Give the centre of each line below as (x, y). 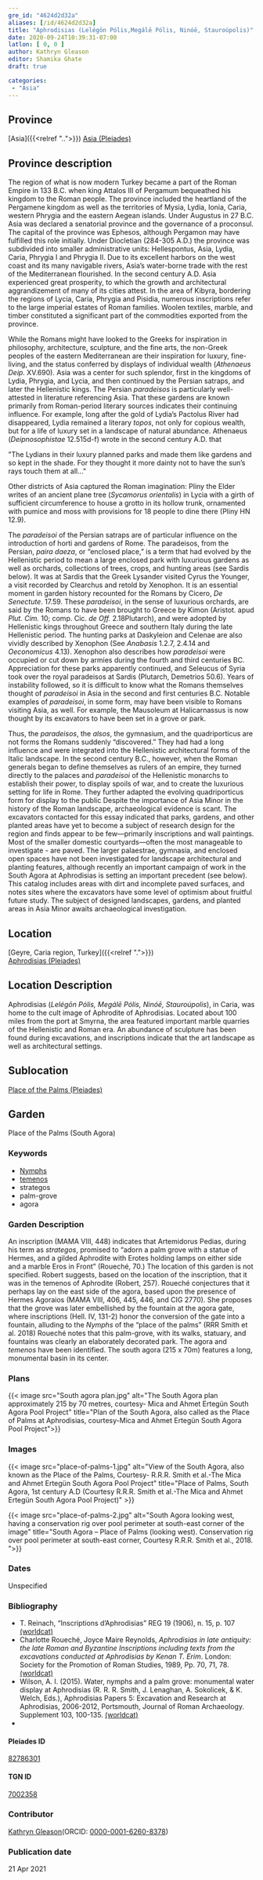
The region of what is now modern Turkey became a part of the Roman (122, 182)
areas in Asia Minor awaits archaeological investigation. (97, 909)
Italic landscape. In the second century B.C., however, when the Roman (123, 759)
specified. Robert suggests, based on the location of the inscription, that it (128, 1274)
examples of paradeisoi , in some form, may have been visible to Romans (125, 702)
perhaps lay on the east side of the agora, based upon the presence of (122, 1291)
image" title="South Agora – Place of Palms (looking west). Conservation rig (131, 1531)
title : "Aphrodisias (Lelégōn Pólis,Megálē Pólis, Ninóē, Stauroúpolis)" (131, 30)
